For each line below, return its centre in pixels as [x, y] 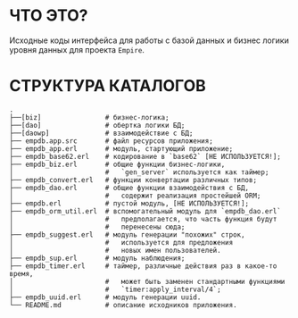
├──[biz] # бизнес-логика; [89, 117]
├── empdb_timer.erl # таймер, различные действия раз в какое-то [143, 266]
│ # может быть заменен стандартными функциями [147, 281]
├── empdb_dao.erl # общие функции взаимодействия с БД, [129, 188]
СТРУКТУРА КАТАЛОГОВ [108, 86]
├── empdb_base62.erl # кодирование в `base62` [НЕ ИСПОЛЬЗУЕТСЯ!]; [145, 156]
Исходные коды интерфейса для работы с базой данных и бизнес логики [149, 40]
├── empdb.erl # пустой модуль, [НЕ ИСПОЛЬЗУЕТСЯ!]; [129, 203]
